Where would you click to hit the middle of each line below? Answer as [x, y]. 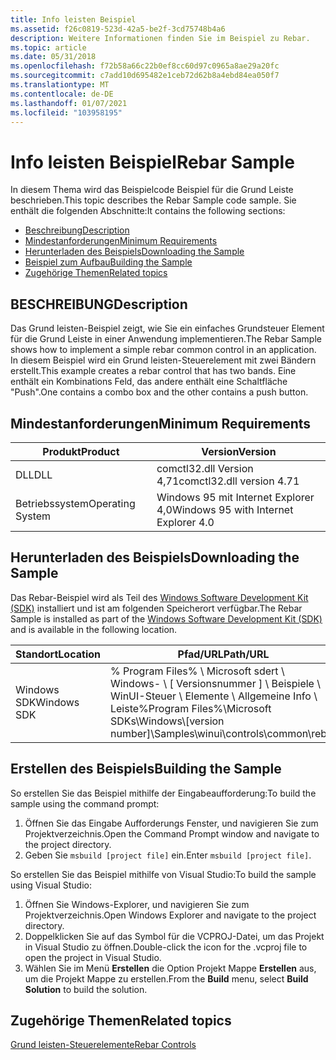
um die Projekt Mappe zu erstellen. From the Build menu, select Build [166, 978]
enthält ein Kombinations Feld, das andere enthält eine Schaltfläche [149, 382]
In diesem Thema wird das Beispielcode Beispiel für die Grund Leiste [152, 190]
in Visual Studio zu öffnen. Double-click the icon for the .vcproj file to [166, 947]
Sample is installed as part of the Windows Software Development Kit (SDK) [166, 618]
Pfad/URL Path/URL [223, 654]
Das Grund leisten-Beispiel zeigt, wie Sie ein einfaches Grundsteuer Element [167, 328]
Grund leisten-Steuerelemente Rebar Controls [103, 1045]
